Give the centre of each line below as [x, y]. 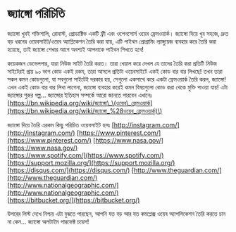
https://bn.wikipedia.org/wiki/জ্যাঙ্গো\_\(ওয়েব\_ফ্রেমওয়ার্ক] [81, 103]
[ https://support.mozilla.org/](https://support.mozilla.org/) [91, 162]
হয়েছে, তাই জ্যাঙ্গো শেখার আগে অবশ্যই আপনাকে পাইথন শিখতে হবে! [76, 49]
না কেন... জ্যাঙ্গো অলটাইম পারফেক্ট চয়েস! [48, 221]
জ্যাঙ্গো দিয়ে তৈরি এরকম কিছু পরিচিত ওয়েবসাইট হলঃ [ [61, 124]
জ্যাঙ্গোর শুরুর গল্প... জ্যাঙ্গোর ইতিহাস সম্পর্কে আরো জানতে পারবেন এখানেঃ [80, 95]
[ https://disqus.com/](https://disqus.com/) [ [71, 170]
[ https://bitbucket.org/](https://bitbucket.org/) [74, 200]
